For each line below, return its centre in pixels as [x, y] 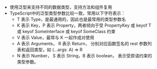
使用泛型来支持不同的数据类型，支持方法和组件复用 [61, 7]
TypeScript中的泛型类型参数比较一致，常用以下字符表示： [67, 13]
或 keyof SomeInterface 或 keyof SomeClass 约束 [66, 31]
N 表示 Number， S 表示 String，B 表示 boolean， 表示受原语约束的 [84, 56]
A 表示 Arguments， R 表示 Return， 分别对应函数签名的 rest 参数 [82, 43]
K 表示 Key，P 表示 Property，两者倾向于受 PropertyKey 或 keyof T [84, 25]
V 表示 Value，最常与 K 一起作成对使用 [56, 37]
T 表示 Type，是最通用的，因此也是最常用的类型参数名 [71, 19]
